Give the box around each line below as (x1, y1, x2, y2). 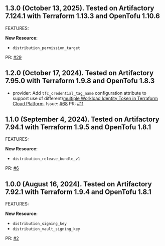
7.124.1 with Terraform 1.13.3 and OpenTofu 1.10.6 (5, 12, 160, 21)
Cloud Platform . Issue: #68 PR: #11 (12, 100, 84, 107)
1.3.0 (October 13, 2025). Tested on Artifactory (5, 4, 154, 13)
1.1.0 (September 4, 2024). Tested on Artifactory (5, 115, 159, 124)
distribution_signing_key (12, 221, 67, 226)
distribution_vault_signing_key (12, 226, 80, 232)
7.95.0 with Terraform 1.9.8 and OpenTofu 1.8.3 (5, 77, 155, 85)
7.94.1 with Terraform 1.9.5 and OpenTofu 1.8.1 (5, 123, 151, 132)
